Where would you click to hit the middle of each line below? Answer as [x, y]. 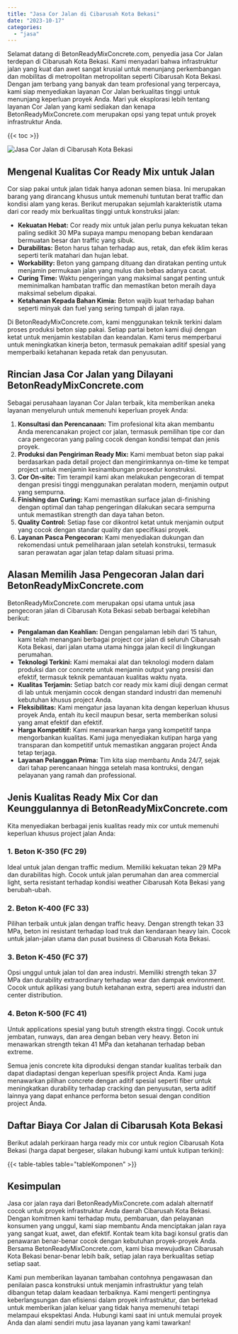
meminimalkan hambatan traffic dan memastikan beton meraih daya [117, 286]
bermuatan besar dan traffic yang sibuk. [76, 240]
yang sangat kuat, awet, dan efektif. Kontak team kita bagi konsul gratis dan [118, 1234]
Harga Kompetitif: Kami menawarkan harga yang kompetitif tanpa [114, 730]
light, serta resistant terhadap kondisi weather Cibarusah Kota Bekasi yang [116, 882]
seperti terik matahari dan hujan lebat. [73, 256]
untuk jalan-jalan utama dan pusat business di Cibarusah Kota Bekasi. [109, 939]
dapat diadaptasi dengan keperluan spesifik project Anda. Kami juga [107, 1073]
